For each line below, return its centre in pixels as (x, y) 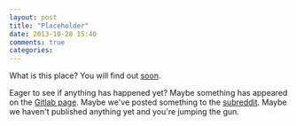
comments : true (37, 42)
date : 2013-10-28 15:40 (53, 34)
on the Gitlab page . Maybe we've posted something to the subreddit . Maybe (148, 102)
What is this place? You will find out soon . (85, 75)
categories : (31, 51)
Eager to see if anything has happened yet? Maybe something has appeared (148, 93)
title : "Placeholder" (49, 26)
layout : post (33, 17)
